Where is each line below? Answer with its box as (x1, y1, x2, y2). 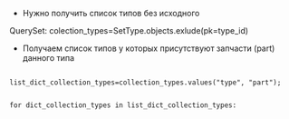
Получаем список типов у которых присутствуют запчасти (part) (22, 43, 275, 54)
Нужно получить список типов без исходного (22, 8, 200, 18)
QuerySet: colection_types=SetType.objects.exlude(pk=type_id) (9, 25, 249, 35)
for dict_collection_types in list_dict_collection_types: (9, 100, 237, 110)
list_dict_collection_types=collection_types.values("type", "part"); (9, 78, 282, 87)
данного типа (22, 53, 75, 63)
